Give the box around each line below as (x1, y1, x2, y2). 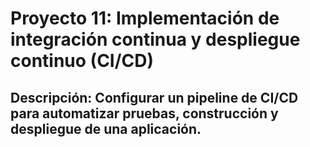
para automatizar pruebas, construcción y (10, 105, 279, 122)
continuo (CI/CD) (10, 50, 155, 72)
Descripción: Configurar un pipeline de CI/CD (10, 89, 299, 106)
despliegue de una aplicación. (10, 120, 202, 137)
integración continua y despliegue (10, 28, 301, 51)
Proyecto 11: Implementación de (10, 7, 280, 30)
